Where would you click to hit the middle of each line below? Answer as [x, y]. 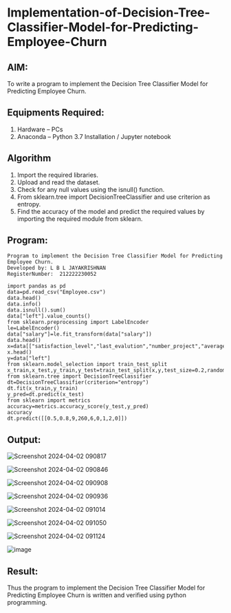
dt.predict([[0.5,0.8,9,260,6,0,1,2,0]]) [67, 419]
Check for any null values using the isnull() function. [91, 189]
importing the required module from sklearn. [80, 219]
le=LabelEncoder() [33, 328]
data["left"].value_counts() [49, 316]
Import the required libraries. [57, 175]
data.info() [24, 304]
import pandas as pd [37, 286]
